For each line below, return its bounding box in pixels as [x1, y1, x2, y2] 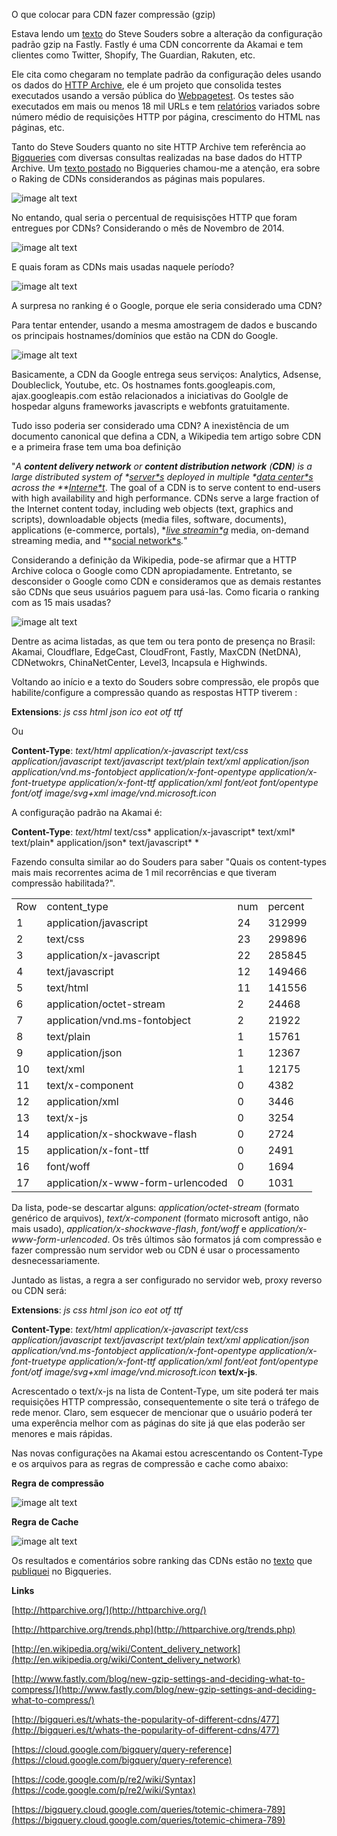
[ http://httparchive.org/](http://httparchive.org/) [11, 1604, 207, 1616]
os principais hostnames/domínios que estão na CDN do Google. [11, 330, 279, 341]
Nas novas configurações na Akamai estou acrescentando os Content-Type [11, 1447, 324, 1459]
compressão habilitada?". [11, 877, 116, 889]
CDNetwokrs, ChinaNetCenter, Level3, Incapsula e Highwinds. [11, 657, 268, 668]
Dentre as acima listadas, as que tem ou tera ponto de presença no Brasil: [11, 635, 316, 647]
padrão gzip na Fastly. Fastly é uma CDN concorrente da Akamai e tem [11, 39, 304, 50]
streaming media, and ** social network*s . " [11, 535, 188, 546]
